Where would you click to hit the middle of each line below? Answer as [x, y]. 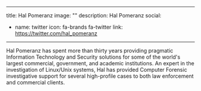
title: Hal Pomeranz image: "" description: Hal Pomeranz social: [84, 15]
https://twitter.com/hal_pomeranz [56, 33]
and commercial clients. [36, 82]
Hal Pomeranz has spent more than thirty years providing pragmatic [90, 51]
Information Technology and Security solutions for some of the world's [93, 57]
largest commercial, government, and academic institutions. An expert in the [100, 63]
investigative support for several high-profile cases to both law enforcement [100, 76]
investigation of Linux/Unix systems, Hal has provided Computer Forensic [97, 70]
